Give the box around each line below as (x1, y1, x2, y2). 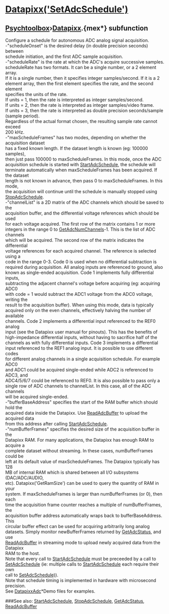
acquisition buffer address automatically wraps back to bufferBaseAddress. (5, 512, 163, 518)
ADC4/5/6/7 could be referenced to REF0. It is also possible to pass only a (5, 378, 160, 383)
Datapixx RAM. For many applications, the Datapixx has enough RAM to (5, 437, 154, 443)
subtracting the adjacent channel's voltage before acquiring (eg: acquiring (5, 281, 160, 286)
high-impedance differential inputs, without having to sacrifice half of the (5, 334, 158, 340)
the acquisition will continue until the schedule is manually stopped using (5, 189, 158, 194)
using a (5, 253, 21, 259)
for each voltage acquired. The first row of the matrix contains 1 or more (5, 221, 155, 227)
